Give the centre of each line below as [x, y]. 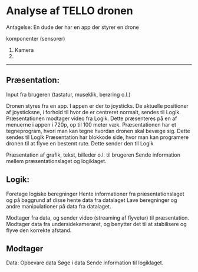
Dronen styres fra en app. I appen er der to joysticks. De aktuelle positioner [97, 106]
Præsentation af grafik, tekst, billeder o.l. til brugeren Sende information [93, 155]
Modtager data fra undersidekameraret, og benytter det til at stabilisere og [96, 224]
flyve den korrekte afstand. [39, 230]
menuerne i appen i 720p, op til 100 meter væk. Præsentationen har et [91, 124]
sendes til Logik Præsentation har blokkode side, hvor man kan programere [98, 137]
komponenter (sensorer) [36, 38]
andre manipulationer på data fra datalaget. [59, 206]
